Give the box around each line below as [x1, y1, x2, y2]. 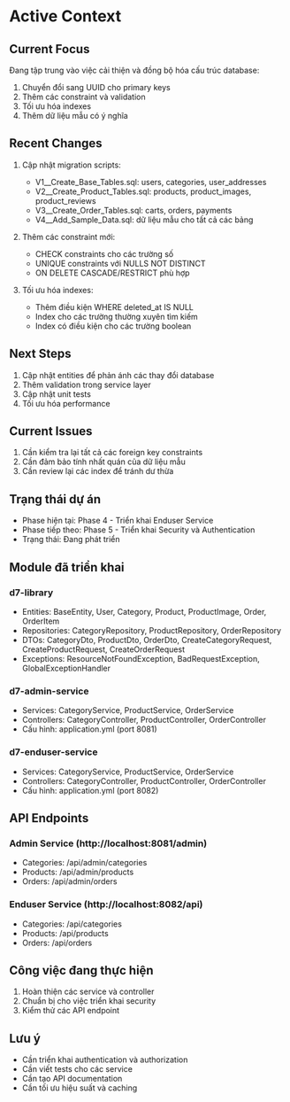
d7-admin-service [9, 685, 89, 697]
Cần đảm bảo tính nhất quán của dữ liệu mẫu [21, 456, 186, 467]
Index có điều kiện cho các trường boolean [34, 321, 192, 331]
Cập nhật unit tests [21, 388, 91, 400]
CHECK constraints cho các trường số [34, 248, 174, 259]
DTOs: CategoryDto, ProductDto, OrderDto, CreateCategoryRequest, [21, 634, 272, 645]
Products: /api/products [21, 927, 109, 938]
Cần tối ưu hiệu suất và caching [21, 1083, 138, 1093]
